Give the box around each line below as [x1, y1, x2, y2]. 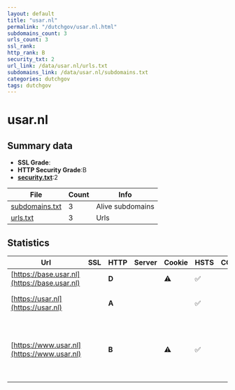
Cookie [164, 258, 189, 267]
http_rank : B [7, 50, 45, 57]
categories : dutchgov [7, 75, 71, 83]
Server [134, 258, 157, 267]
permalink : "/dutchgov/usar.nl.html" [7, 23, 117, 30]
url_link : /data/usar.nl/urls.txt [7, 62, 108, 69]
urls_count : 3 [7, 36, 49, 43]
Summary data [7, 139, 73, 151]
